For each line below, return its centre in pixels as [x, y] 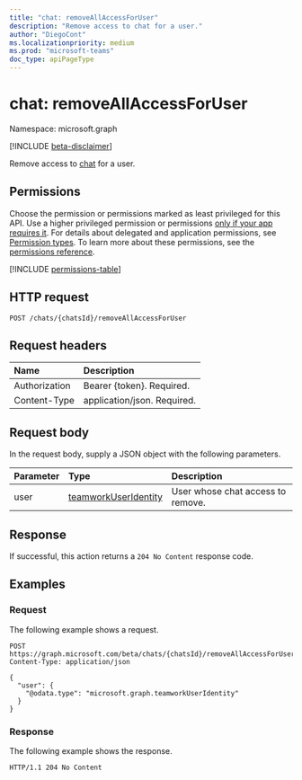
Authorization [42, 386]
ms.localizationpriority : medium [72, 43]
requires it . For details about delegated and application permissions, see [143, 232]
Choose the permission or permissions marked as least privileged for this [145, 213]
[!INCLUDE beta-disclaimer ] [61, 146]
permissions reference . [52, 252]
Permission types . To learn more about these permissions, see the [132, 242]
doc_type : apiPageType [52, 59]
